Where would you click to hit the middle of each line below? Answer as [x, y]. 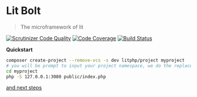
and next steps [24, 88]
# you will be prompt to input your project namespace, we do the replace [99, 65]
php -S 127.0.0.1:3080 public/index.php [56, 77]
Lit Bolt [23, 11]
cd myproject [22, 71]
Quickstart [20, 49]
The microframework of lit [52, 27]
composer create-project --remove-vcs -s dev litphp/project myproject [95, 60]
